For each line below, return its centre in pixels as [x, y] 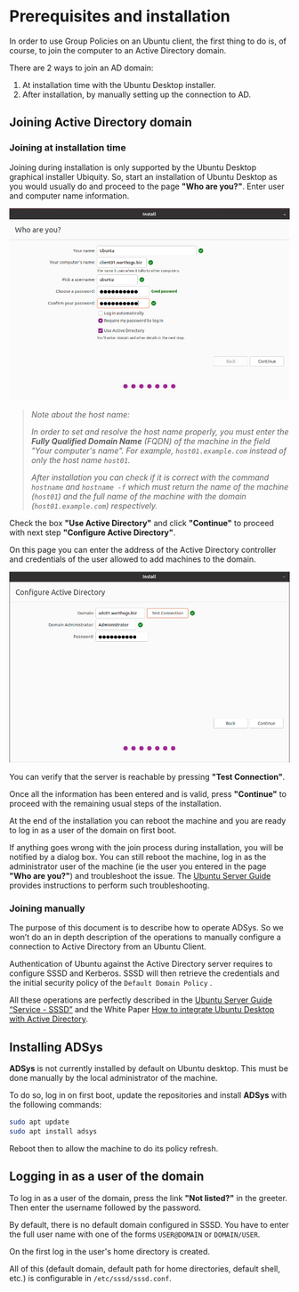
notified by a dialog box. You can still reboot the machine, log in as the [138, 857]
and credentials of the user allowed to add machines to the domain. [133, 559]
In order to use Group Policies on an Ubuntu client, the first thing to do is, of [148, 41]
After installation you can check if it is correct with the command [150, 477]
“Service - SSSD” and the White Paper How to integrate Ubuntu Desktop [142, 1010]
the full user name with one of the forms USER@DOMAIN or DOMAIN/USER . [135, 1234]
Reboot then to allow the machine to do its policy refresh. [114, 1148]
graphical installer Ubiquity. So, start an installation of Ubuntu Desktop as [143, 176]
